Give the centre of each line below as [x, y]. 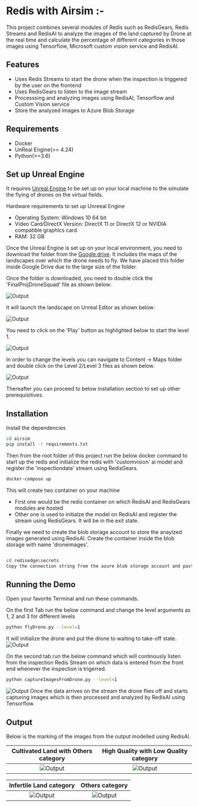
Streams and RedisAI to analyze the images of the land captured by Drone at [99, 33]
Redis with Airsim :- [55, 11]
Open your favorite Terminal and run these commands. [72, 599]
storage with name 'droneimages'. [47, 545]
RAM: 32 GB [29, 236]
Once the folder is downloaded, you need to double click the [80, 278]
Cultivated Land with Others [52, 751]
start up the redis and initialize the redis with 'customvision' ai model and [95, 462]
